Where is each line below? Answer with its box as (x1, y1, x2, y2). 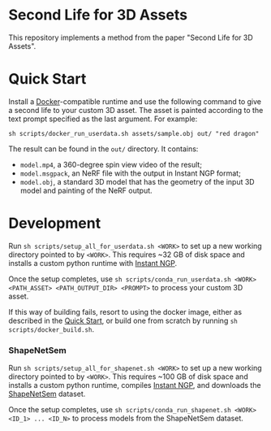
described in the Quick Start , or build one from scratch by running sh (8, 316, 238, 325)
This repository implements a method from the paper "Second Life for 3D (8, 33, 253, 42)
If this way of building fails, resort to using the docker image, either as (8, 307, 242, 316)
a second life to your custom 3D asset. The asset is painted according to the (8, 105, 264, 115)
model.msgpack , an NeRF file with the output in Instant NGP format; (19, 168, 241, 178)
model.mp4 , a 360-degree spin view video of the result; (19, 159, 203, 169)
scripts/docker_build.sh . (8, 324, 95, 334)
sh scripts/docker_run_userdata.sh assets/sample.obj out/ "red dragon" (8, 129, 260, 137)
